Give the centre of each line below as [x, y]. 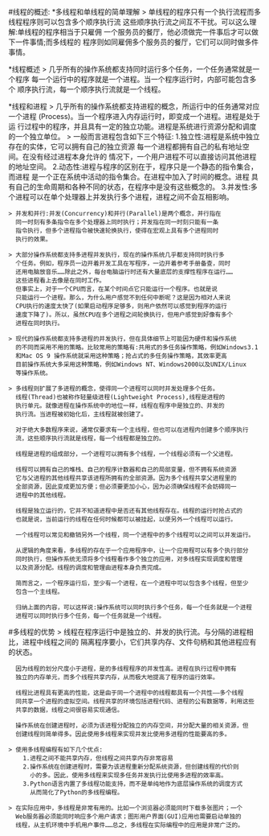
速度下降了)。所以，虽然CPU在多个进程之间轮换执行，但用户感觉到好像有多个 [124, 315]
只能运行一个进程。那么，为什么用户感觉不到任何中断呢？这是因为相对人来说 [123, 298]
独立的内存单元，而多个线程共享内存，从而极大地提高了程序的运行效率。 [117, 677]
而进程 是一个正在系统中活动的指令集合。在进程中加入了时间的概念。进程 [129, 177]
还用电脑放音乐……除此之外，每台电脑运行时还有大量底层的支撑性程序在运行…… [124, 272]
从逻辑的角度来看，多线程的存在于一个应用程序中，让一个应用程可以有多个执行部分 [132, 550]
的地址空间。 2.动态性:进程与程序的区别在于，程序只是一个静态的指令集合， [133, 167]
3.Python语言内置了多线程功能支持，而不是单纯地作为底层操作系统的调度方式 [133, 784]
